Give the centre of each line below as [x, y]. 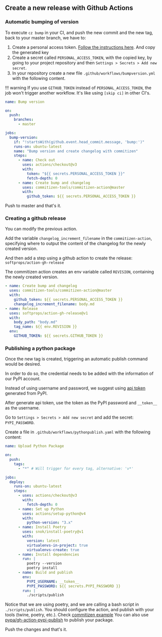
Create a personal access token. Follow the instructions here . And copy [84, 47]
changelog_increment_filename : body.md [54, 304]
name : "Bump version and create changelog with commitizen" [76, 151]
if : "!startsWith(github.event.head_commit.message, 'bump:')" [79, 142]
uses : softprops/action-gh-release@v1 [49, 313]
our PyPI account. [23, 379]
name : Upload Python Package [35, 446]
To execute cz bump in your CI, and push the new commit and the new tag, [79, 32]
